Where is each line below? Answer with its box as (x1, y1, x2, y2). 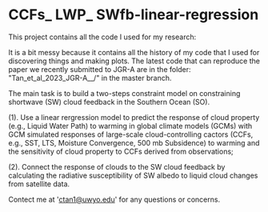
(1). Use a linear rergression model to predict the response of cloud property (8, 112, 260, 122)
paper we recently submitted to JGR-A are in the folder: (8, 64, 191, 74)
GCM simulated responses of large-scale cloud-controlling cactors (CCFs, (8, 130, 254, 139)
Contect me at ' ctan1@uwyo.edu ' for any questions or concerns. (8, 194, 221, 204)
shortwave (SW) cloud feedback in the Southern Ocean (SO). (8, 97, 210, 106)
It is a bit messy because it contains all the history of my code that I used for (8, 47, 260, 57)
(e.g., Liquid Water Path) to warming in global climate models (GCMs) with (8, 121, 253, 130)
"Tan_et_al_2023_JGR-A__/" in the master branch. (8, 73, 172, 82)
